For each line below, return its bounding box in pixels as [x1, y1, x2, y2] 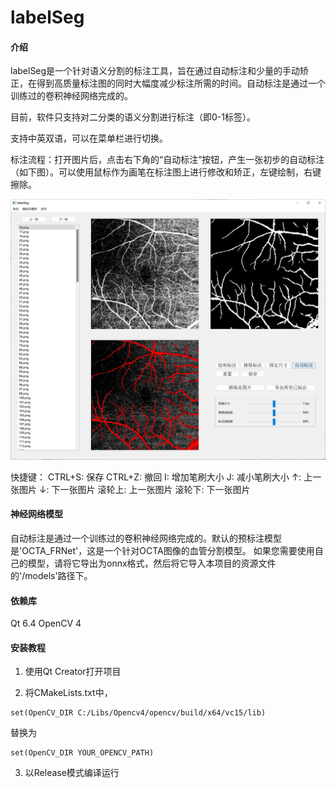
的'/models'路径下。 [10, 569, 93, 581]
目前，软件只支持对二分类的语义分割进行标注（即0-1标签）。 [10, 111, 256, 123]
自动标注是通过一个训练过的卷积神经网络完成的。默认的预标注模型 [10, 532, 282, 544]
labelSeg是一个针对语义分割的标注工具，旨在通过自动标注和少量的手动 [10, 65, 301, 77]
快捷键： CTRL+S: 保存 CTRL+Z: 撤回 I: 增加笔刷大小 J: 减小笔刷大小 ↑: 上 [10, 471, 313, 483]
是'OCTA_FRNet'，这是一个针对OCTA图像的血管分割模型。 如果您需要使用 [10, 544, 315, 556]
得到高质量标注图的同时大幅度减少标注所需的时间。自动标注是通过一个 [36, 77, 326, 90]
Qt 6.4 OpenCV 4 [10, 617, 82, 630]
